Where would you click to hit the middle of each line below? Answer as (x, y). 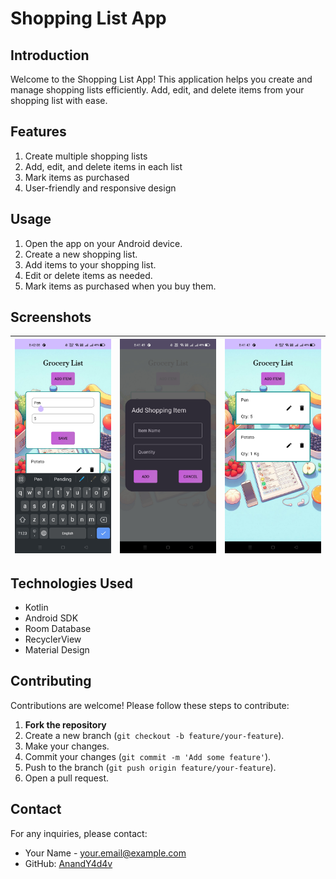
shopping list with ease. (59, 100)
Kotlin (36, 608)
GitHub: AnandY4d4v (68, 863)
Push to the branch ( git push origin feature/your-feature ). (150, 767)
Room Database (58, 629)
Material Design (57, 650)
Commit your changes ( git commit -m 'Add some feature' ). (148, 756)
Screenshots (51, 317)
